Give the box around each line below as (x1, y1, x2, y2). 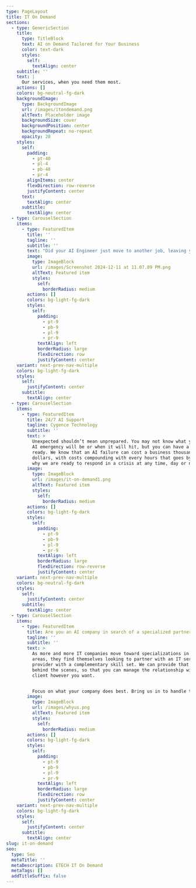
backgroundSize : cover (21, 118, 77, 124)
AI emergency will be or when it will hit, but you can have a (32, 444, 190, 450)
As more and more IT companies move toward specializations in (32, 651, 190, 657)
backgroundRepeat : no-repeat (21, 128, 93, 135)
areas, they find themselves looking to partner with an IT (32, 656, 181, 662)
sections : (6, 19, 30, 25)
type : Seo (11, 851, 35, 858)
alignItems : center (27, 177, 75, 183)
